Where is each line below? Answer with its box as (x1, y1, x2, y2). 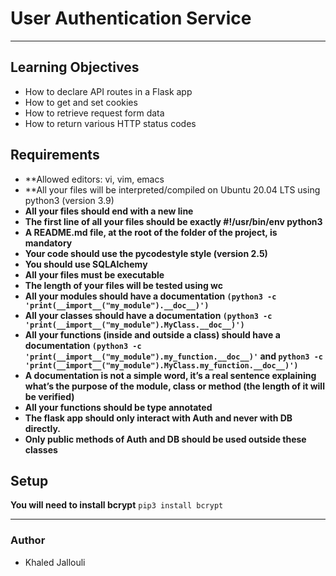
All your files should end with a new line (24, 205, 194, 217)
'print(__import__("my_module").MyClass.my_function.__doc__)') (24, 360, 299, 371)
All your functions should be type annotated (24, 401, 213, 413)
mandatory (24, 237, 73, 249)
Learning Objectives (10, 59, 140, 76)
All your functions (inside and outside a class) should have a (24, 328, 281, 341)
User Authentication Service (10, 7, 252, 30)
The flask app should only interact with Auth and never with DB (24, 412, 293, 424)
